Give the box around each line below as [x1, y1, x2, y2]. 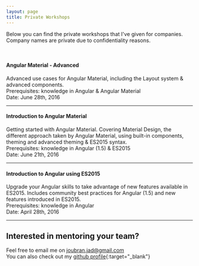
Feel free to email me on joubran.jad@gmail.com [6, 246, 124, 254]
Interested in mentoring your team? [6, 231, 140, 241]
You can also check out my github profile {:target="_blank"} [6, 252, 150, 260]
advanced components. [6, 81, 64, 88]
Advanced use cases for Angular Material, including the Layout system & [6, 74, 184, 82]
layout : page [6, 8, 38, 15]
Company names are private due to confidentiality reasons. [6, 37, 151, 44]
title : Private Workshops [6, 14, 70, 20]
